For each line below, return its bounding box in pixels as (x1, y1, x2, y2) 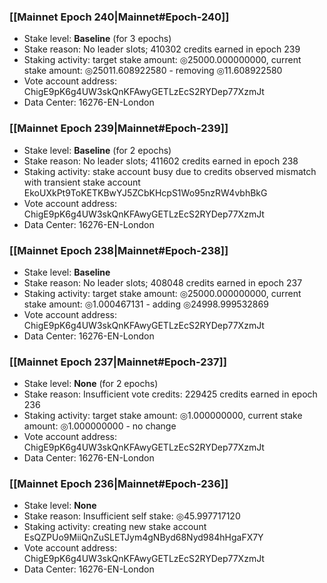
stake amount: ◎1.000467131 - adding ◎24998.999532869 (23, 298, 269, 310)
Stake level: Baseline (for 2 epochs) (23, 144, 172, 156)
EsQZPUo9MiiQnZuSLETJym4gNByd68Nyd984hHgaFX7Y (23, 531, 264, 544)
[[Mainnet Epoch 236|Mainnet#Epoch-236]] (9, 477, 229, 491)
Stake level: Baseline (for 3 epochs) (23, 33, 172, 45)
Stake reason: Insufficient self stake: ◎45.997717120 (23, 510, 241, 522)
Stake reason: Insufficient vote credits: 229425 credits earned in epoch (23, 388, 318, 400)
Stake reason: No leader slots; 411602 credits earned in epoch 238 (23, 155, 299, 167)
